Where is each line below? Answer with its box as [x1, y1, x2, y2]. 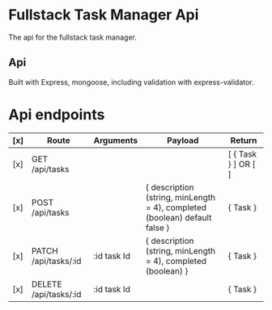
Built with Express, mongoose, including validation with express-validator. [8, 77, 254, 86]
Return [230, 135, 257, 146]
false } [145, 222, 170, 233]
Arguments [93, 135, 138, 146]
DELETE [31, 279, 62, 290]
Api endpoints [8, 105, 105, 124]
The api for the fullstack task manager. [8, 32, 138, 42]
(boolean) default [145, 212, 212, 223]
